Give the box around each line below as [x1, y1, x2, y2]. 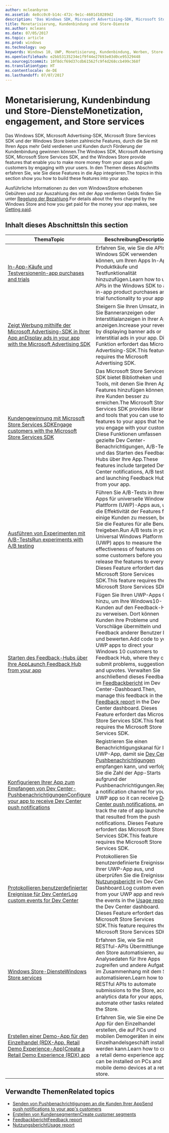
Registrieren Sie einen [95, 738, 147, 745]
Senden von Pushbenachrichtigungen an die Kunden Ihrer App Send [12, 1101, 153, 1107]
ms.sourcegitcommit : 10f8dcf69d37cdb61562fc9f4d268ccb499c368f [5, 59, 141, 64]
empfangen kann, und [95, 763, 147, 770]
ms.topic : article [5, 36, 44, 41]
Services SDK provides [95, 405, 150, 412]
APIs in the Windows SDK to [95, 282, 162, 289]
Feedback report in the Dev [95, 698, 160, 705]
